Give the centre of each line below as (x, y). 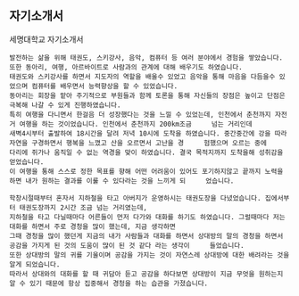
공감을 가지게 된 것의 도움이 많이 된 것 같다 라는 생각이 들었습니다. (127, 245)
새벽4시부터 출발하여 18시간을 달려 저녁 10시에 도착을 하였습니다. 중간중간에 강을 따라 (148, 133)
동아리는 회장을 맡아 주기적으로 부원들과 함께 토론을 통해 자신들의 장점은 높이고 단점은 (147, 95)
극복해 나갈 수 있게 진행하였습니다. (65, 105)
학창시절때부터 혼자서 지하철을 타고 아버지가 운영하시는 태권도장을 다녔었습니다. (135, 198)
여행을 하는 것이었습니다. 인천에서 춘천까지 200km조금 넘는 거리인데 (136, 124)
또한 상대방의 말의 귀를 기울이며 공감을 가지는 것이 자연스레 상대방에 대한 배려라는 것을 (149, 255)
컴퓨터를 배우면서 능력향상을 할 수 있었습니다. (104, 86)
